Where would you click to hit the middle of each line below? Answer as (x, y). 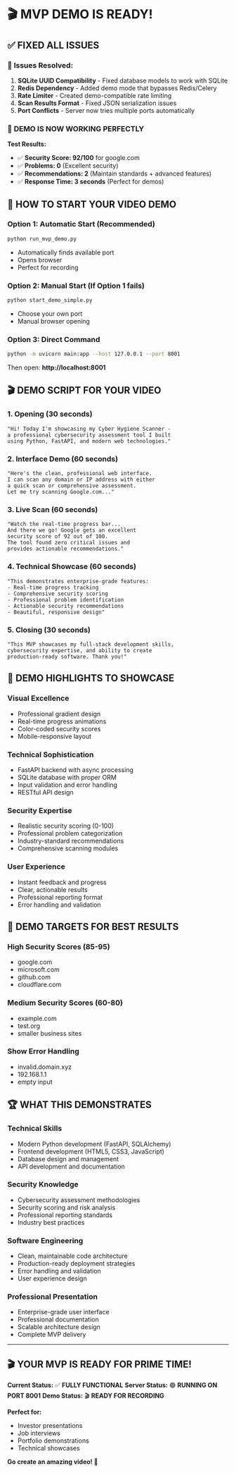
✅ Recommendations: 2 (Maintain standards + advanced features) (114, 173)
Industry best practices (51, 1222)
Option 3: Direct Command (54, 339)
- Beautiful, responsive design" (56, 612)
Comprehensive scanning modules (68, 848)
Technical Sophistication (51, 754)
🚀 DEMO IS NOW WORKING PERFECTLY (76, 128)
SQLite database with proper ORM (67, 777)
